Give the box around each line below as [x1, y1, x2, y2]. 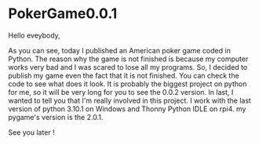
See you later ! [8, 127, 55, 137]
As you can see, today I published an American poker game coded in [8, 45, 232, 55]
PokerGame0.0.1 [8, 5, 118, 23]
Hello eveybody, [8, 31, 60, 40]
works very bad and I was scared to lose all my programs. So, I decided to [8, 62, 248, 71]
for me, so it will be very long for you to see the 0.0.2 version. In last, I [8, 87, 234, 96]
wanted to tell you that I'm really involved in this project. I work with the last [8, 96, 251, 105]
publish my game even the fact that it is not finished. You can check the [8, 71, 239, 80]
